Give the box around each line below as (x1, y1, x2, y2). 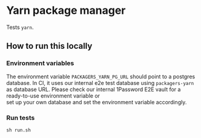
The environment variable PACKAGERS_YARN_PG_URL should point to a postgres (6, 73, 196, 80)
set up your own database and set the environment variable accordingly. (6, 98, 187, 105)
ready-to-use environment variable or (6, 92, 100, 99)
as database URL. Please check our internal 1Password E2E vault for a (6, 86, 181, 93)
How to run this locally (6, 41, 93, 51)
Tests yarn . (6, 24, 34, 31)
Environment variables (6, 59, 74, 67)
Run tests (6, 113, 35, 122)
